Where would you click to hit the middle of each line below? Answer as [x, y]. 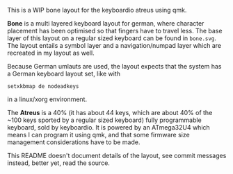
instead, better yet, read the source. [58, 163]
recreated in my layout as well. [51, 53]
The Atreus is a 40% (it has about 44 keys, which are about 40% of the [110, 113]
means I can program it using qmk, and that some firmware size [98, 135]
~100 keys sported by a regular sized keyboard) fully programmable [104, 120]
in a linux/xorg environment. [47, 99]
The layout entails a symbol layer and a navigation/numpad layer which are [114, 45]
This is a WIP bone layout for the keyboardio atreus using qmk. [97, 10]
